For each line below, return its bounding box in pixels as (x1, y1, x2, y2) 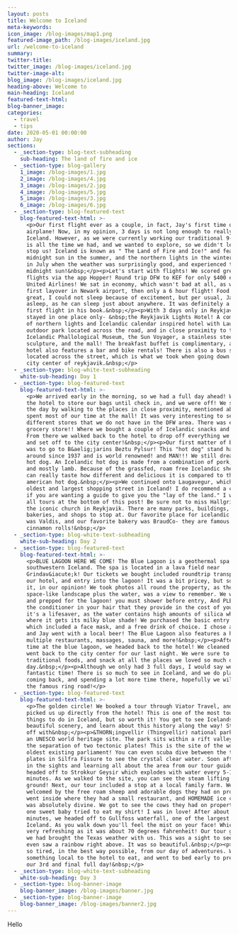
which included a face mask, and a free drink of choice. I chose (25, 623, 227, 631)
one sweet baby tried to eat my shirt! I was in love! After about (25, 808, 230, 816)
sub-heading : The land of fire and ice (20, 155, 138, 163)
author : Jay (7, 135, 42, 143)
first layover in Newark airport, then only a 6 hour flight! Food (25, 287, 230, 294)
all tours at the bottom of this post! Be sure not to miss (25, 498, 208, 506)
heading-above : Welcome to (7, 83, 87, 90)
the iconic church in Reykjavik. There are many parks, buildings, (25, 505, 230, 512)
